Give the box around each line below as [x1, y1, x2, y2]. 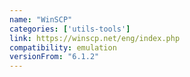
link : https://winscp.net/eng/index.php [9, 33, 181, 43]
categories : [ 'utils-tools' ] [9, 24, 131, 34]
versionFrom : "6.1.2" [9, 52, 100, 62]
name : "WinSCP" [9, 14, 73, 25]
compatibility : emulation [9, 42, 117, 53]
